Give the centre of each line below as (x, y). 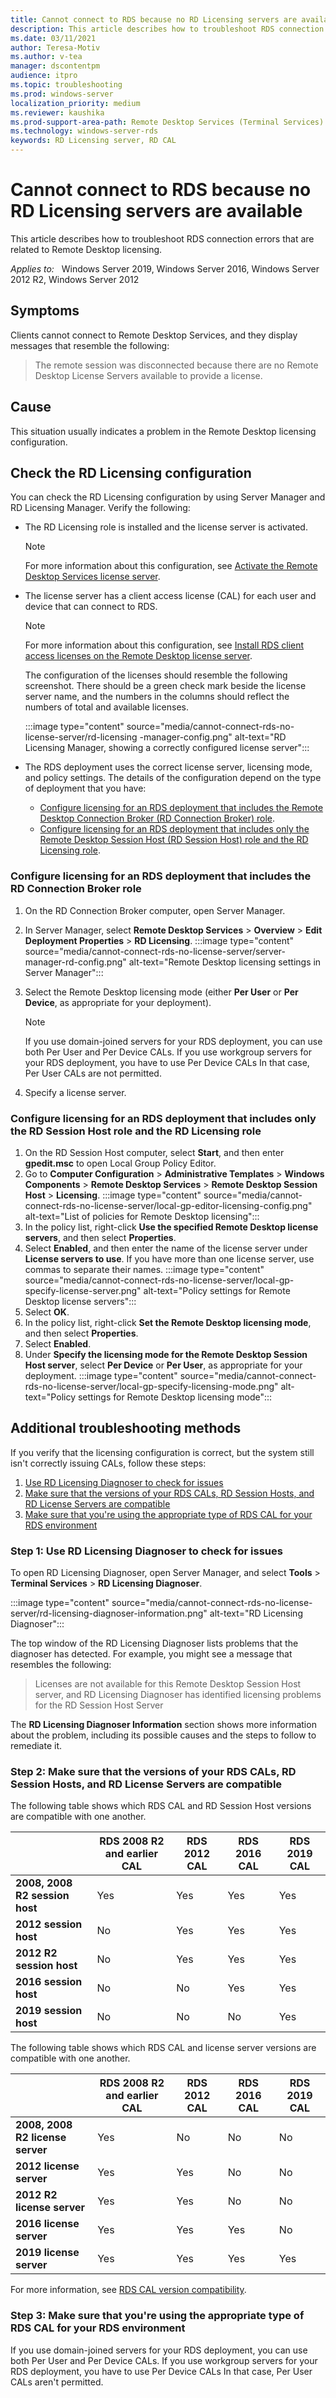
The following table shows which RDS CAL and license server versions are (163, 2048)
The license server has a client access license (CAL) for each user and (170, 596)
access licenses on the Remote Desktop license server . (138, 656)
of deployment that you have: (85, 788)
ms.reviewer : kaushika (57, 112)
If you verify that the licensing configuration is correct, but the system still (162, 1452)
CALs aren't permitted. (57, 2382)
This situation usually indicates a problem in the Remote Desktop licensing (163, 431)
